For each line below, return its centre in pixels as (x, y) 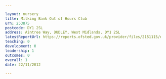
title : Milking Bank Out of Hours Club (46, 19)
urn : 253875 (17, 23)
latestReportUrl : (23, 37)
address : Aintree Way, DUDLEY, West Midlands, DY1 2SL (63, 33)
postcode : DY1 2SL (24, 28)
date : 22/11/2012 (23, 65)
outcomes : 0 (17, 55)
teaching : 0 (17, 42)
